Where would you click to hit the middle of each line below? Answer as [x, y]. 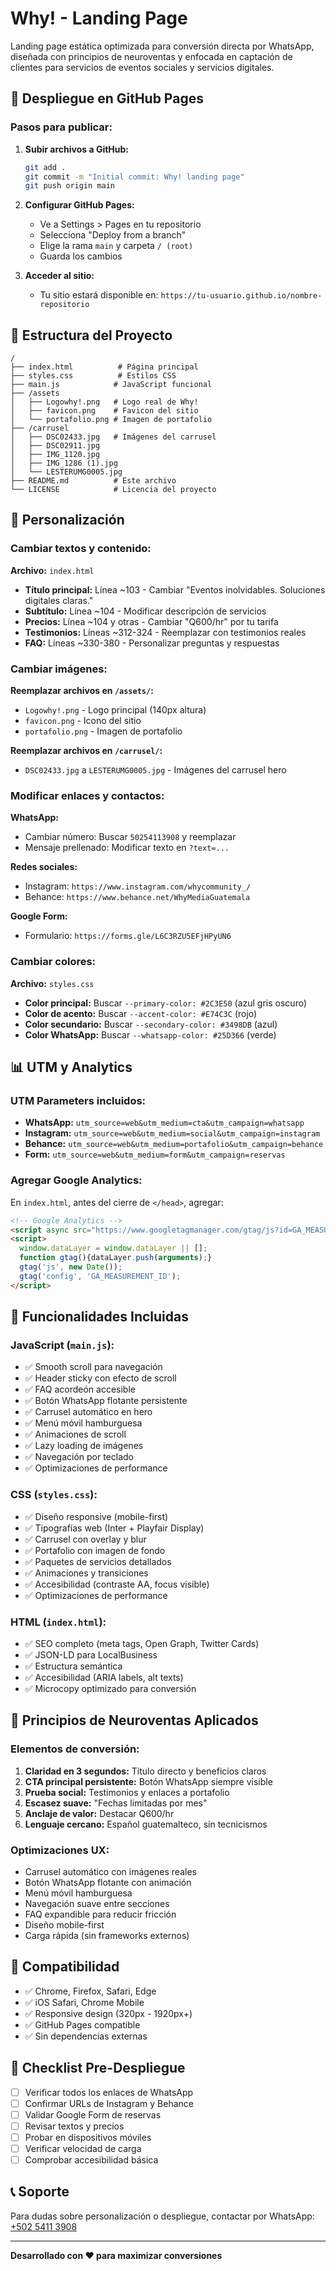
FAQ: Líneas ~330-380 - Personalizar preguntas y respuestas [152, 643]
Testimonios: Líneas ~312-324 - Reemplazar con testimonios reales [165, 632]
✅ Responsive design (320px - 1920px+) [108, 2013]
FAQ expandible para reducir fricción [100, 1914]
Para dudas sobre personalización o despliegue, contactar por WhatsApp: [162, 2216]
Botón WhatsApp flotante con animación [108, 1882]
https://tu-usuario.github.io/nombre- [241, 296]
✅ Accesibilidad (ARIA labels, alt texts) [104, 1677]
